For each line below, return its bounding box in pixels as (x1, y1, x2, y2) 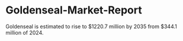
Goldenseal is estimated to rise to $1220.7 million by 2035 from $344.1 (5, 23, 177, 30)
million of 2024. (5, 29, 44, 36)
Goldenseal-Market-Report (5, 4, 143, 17)
